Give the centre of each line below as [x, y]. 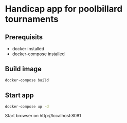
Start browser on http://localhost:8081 [43, 116]
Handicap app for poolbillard [64, 9]
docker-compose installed [38, 54]
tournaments [32, 19]
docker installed [28, 49]
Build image [23, 69]
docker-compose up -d [27, 107]
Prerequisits [24, 37]
